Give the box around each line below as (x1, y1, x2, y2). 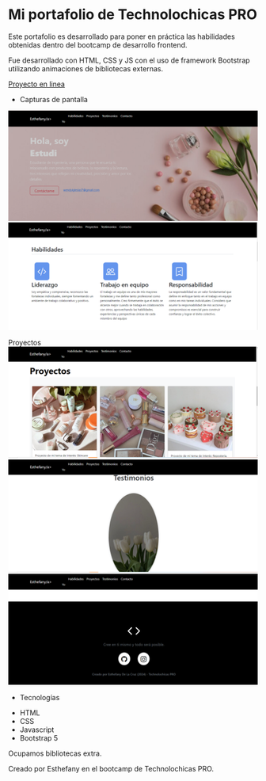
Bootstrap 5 (19, 733, 59, 743)
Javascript (19, 725, 55, 734)
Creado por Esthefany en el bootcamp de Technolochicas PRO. (8, 764, 215, 774)
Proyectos (8, 337, 42, 347)
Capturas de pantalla (19, 94, 89, 104)
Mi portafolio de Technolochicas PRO (8, 6, 257, 24)
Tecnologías (19, 693, 60, 703)
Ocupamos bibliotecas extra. (8, 749, 102, 758)
